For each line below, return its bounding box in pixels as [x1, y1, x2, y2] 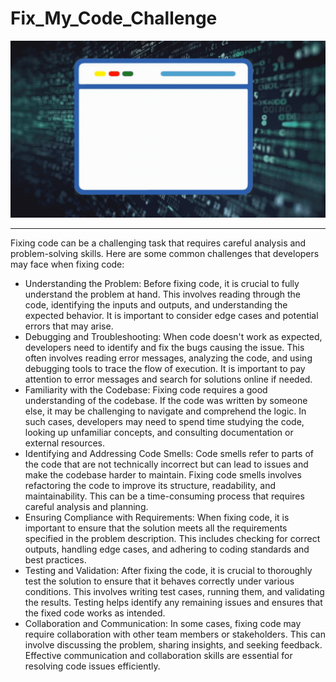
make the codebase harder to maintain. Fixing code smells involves [24, 469, 302, 481]
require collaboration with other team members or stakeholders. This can [24, 628, 326, 641]
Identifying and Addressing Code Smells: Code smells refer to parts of [24, 448, 314, 460]
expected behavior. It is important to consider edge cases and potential [24, 310, 319, 322]
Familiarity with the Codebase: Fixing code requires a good [24, 384, 268, 396]
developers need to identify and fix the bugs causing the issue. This [24, 342, 305, 354]
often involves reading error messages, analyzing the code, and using [24, 352, 313, 364]
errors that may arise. [24, 320, 114, 332]
